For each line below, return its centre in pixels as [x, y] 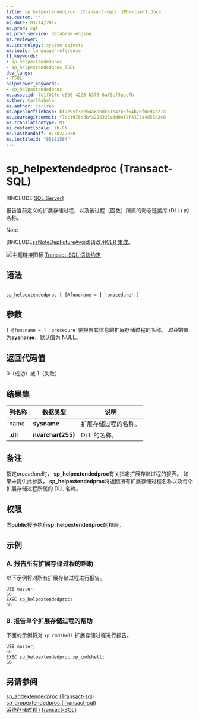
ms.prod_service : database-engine [49, 34]
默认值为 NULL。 [60, 337]
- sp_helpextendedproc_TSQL [41, 67]
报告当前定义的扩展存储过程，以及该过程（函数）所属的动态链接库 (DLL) [94, 210]
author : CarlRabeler [32, 100]
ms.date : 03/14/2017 [32, 23]
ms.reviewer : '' [26, 39]
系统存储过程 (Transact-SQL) [42, 710]
